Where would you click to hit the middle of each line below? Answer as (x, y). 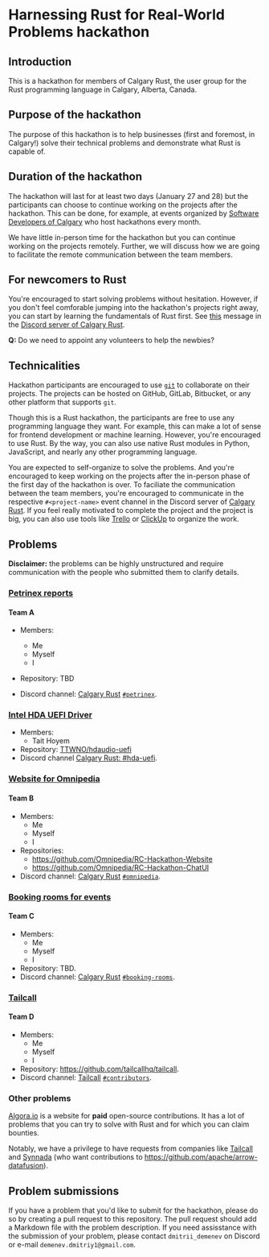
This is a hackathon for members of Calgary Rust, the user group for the (128, 81)
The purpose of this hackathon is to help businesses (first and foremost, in (132, 134)
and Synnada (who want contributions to (75, 1157)
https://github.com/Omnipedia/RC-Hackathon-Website (122, 858)
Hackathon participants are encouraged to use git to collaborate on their (129, 385)
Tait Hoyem (51, 741)
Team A (21, 612)
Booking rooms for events (60, 897)
